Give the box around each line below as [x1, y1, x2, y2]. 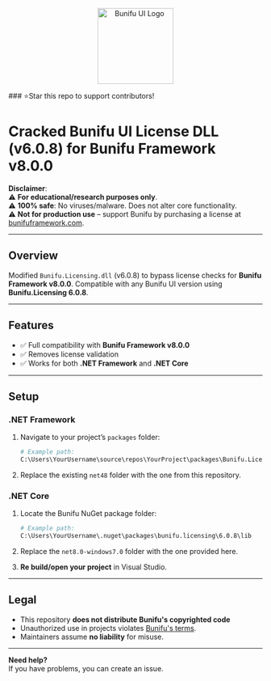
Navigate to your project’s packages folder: [19, 433, 161, 442]
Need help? [8, 655, 48, 665]
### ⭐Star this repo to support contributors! [8, 91, 155, 100]
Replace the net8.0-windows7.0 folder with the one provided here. [19, 547, 239, 556]
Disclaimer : [8, 183, 48, 193]
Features [8, 319, 54, 332]
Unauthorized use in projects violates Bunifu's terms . [19, 623, 197, 632]
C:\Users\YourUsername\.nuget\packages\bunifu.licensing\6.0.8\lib [19, 532, 252, 540]
